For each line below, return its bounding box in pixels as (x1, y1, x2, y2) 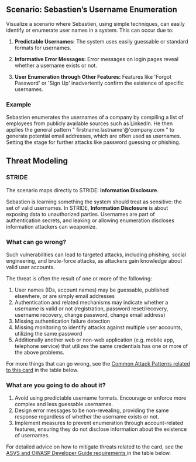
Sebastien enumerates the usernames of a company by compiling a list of (6, 114, 184, 121)
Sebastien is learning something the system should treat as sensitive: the (6, 198, 183, 205)
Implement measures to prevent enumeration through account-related (14, 420, 183, 427)
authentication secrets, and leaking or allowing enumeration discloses (6, 217, 174, 224)
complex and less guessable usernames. (14, 401, 113, 408)
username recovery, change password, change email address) (14, 312, 166, 319)
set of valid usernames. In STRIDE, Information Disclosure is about (6, 204, 169, 211)
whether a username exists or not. (14, 62, 98, 69)
